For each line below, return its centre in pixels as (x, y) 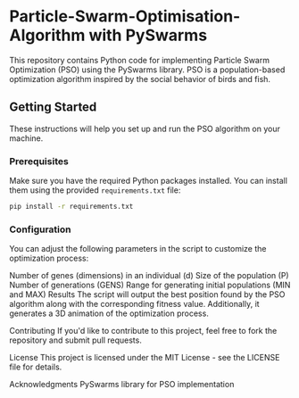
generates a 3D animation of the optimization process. (109, 313)
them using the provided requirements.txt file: (95, 190)
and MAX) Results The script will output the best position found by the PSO (147, 294)
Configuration (40, 229)
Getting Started (53, 108)
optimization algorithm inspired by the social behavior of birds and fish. (140, 79)
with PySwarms (148, 35)
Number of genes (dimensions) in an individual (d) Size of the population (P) (149, 276)
